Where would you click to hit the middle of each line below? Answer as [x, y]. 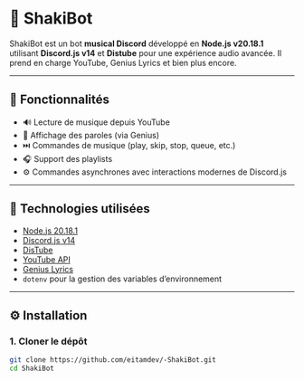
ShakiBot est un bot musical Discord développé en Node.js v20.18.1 [137, 43]
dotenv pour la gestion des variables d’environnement [122, 279]
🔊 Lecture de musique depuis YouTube [96, 122]
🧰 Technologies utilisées [80, 209]
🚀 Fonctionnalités [60, 100]
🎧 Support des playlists [67, 158]
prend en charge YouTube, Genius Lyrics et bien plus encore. [123, 62]
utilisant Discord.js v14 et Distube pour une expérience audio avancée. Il [146, 52]
